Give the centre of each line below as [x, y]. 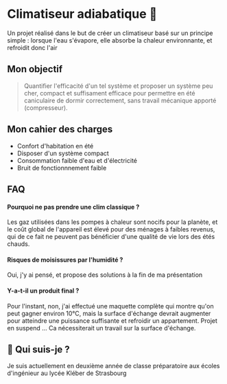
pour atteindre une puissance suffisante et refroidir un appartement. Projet [112, 320]
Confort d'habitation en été [55, 146]
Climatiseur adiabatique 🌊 [82, 14]
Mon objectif [35, 69]
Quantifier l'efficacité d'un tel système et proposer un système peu [118, 86]
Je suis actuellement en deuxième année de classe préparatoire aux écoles [113, 366]
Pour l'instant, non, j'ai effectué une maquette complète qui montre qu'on [110, 306]
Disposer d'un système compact [63, 153]
